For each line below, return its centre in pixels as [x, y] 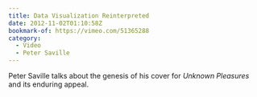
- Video [29, 46]
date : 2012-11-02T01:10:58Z [56, 23]
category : [25, 38]
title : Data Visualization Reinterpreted [79, 16]
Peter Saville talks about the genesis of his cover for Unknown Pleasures [129, 76]
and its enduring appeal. [49, 84]
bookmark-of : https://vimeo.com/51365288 [79, 30]
